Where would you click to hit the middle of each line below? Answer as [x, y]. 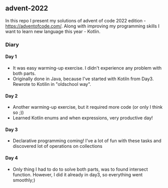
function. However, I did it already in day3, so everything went [78, 174]
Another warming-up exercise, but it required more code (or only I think [88, 107]
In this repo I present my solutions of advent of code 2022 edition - [76, 20]
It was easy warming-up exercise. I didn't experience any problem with [87, 68]
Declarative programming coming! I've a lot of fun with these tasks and [87, 141]
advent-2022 [27, 8]
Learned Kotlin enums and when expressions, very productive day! [83, 118]
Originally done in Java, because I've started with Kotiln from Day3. [83, 79]
